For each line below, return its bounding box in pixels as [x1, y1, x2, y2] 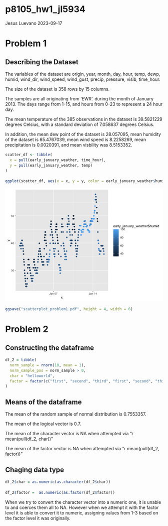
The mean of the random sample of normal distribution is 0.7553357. [5, 411, 146, 417]
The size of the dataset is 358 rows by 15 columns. [5, 86, 110, 92]
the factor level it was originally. [5, 515, 71, 521]
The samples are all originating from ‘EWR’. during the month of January [5, 95, 154, 101]
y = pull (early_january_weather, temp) [9, 163, 93, 168]
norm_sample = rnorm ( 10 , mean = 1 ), [9, 362, 86, 367]
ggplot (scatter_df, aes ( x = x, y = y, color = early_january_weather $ [5, 179, 155, 184]
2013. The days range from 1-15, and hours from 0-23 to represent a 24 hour [5, 101, 163, 107]
